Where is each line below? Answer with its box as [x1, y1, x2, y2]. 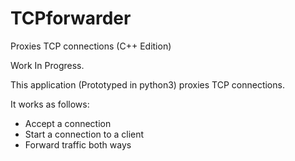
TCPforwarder [10, 7, 132, 30]
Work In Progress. [10, 59, 85, 71]
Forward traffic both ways [24, 138, 132, 151]
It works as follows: [10, 98, 90, 110]
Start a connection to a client [24, 128, 145, 140]
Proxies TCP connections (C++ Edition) [10, 40, 172, 52]
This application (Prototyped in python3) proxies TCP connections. [10, 78, 285, 91]
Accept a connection [24, 117, 112, 129]
